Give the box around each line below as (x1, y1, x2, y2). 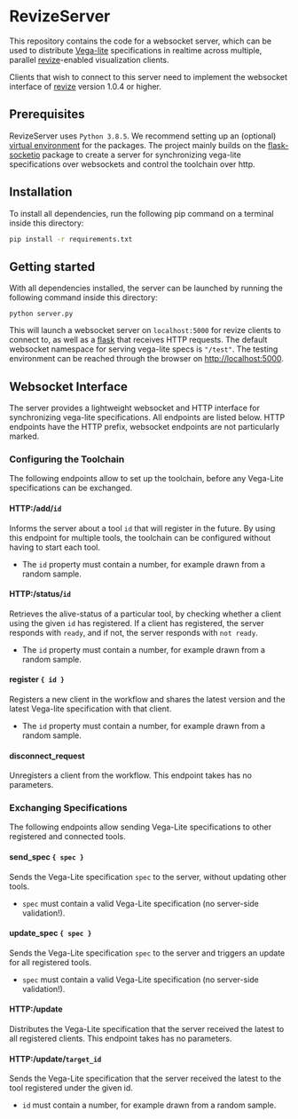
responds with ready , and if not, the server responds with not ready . (9, 627, 259, 638)
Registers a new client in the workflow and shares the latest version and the (9, 694, 286, 704)
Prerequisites (9, 107, 85, 122)
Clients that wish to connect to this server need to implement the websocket (9, 71, 288, 82)
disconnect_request (9, 750, 86, 761)
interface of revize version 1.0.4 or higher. (9, 81, 162, 91)
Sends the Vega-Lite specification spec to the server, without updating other (9, 871, 286, 882)
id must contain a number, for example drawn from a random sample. (21, 1099, 277, 1111)
